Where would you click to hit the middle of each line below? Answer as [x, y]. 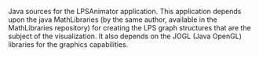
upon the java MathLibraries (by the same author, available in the [113, 20]
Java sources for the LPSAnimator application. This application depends [125, 11]
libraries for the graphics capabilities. [68, 45]
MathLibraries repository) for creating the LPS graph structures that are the [129, 28]
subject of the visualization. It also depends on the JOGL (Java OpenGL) [125, 36]
